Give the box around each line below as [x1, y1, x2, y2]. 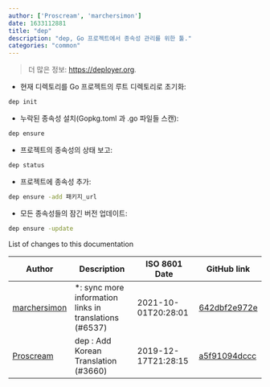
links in [75, 302, 102, 313]
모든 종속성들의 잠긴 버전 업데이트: [19, 208, 128, 218]
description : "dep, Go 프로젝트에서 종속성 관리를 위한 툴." [8, 34, 192, 43]
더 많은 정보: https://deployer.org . [27, 65, 137, 75]
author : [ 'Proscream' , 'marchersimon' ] [8, 11, 142, 20]
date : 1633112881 [8, 19, 67, 27]
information [75, 291, 118, 303]
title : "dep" [8, 27, 52, 35]
